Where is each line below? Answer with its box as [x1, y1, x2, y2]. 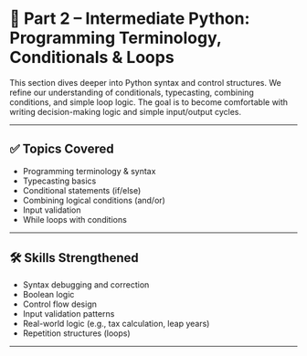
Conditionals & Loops [9, 47, 175, 68]
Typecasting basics [22, 175, 97, 186]
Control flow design [22, 298, 98, 309]
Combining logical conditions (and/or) [22, 194, 166, 205]
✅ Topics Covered [9, 141, 114, 157]
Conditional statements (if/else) [22, 184, 142, 195]
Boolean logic [22, 288, 75, 299]
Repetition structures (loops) [22, 328, 131, 339]
